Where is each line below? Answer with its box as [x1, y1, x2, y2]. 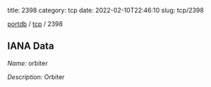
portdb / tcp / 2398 [7, 20, 64, 28]
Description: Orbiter [7, 72, 65, 81]
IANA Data [7, 40, 54, 52]
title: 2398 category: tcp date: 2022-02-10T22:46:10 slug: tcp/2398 [7, 6, 205, 14]
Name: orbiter [7, 59, 48, 67]
